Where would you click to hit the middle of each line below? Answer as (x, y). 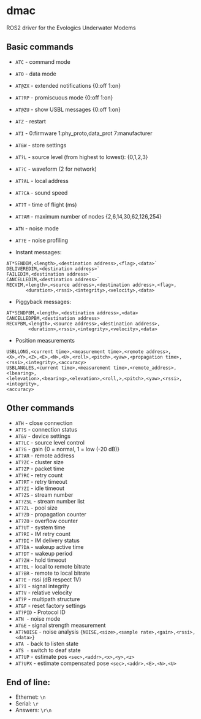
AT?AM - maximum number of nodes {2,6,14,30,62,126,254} (89, 216)
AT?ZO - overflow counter (47, 521)
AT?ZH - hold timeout (41, 560)
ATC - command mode (43, 61)
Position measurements (45, 340)
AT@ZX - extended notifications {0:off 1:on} (68, 85)
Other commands (40, 408)
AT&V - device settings (43, 436)
